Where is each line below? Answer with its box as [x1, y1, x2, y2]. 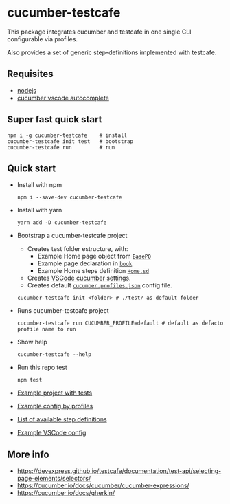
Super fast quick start [7, 113, 102, 125]
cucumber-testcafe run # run [7, 144, 115, 151]
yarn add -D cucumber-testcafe [16, 219, 107, 226]
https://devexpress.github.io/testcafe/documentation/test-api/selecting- [16, 467, 222, 475]
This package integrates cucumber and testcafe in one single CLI [7, 28, 192, 36]
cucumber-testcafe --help [16, 351, 91, 358]
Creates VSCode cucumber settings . [27, 274, 132, 283]
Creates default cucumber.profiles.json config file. [27, 281, 173, 289]
